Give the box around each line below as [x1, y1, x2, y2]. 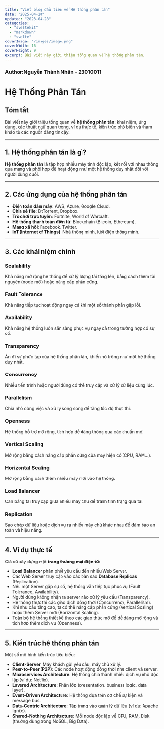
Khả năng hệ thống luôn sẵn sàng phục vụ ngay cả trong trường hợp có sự [5, 325, 155, 331]
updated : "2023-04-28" [5, 16, 51, 21]
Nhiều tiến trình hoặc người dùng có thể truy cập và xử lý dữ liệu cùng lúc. [5, 382, 154, 388]
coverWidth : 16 [5, 43, 36, 48]
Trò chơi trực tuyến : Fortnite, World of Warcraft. [12, 213, 109, 219]
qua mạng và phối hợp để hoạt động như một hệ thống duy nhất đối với [5, 167, 148, 172]
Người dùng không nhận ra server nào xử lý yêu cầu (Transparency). [12, 594, 150, 600]
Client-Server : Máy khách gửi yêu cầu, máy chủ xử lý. [12, 661, 121, 667]
